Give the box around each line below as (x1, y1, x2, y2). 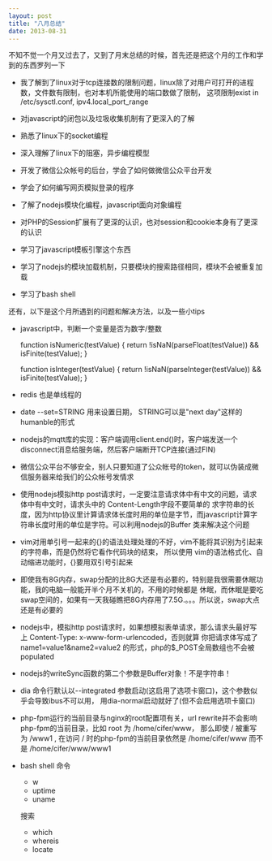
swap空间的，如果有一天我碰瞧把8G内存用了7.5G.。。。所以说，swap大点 (19, 595, 261, 605)
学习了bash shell (19, 289, 76, 299)
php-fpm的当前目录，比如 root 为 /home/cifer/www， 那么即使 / (19, 724, 234, 733)
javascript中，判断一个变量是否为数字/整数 (19, 324, 162, 334)
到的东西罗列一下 (8, 60, 66, 70)
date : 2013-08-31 (8, 27, 67, 35)
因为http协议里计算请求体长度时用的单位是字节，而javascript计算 (34, 509, 251, 520)
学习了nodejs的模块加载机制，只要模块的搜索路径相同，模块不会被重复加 (19, 262, 263, 272)
